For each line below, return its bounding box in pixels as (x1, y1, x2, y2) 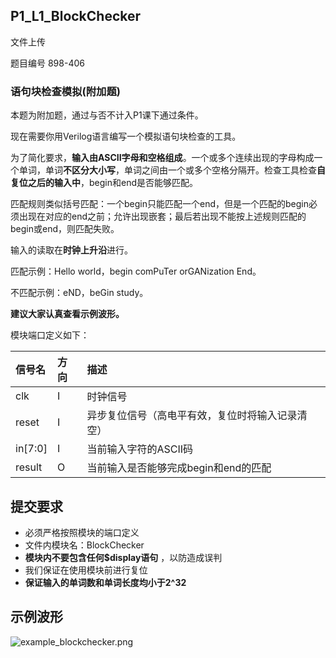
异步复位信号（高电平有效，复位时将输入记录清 (86, 409, 308, 423)
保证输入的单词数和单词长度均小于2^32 (24, 576, 187, 588)
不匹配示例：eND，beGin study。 (10, 287, 149, 299)
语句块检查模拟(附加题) (10, 84, 121, 98)
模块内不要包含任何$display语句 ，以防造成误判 (24, 551, 223, 563)
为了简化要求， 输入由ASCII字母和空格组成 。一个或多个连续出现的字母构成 (10, 152, 315, 164)
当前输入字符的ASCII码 (86, 442, 193, 456)
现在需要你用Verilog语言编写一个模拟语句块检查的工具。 (10, 130, 242, 143)
